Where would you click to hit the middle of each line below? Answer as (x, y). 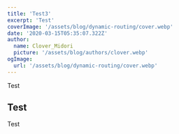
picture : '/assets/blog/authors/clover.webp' (81, 53)
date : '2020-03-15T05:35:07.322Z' (58, 33)
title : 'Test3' (29, 14)
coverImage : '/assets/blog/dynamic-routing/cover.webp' (90, 27)
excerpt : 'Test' (31, 20)
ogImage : (20, 59)
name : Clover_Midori (43, 46)
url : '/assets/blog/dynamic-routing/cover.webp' (86, 66)
